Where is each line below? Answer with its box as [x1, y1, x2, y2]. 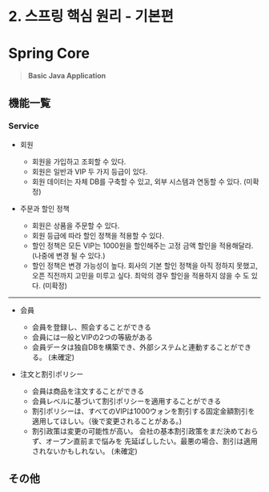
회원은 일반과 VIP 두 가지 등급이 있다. [31, 166, 148, 176]
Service [8, 121, 39, 132]
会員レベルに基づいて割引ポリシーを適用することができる [31, 396, 222, 406]
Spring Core [8, 45, 90, 62]
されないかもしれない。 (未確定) [31, 446, 138, 456]
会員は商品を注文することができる [31, 386, 145, 396]
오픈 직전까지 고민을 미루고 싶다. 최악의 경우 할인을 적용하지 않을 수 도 [31, 270, 250, 280]
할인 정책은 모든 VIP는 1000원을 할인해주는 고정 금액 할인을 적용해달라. [31, 241, 254, 250]
